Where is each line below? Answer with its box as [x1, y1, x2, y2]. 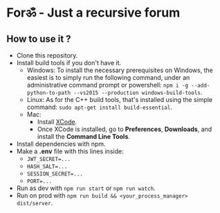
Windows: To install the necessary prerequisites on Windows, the [26, 66, 214, 74]
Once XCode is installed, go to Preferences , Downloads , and [37, 125, 212, 133]
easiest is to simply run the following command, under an [26, 74, 190, 81]
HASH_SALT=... [26, 163, 68, 170]
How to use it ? [6, 33, 71, 44]
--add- [191, 82, 210, 89]
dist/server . [16, 199, 53, 207]
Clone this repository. [16, 51, 78, 60]
